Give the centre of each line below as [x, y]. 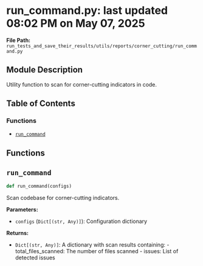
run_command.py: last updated [87, 11]
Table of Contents [41, 104]
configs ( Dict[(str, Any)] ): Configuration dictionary [81, 221]
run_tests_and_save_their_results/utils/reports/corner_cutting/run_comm [102, 46]
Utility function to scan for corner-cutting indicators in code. [81, 84]
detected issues [35, 258]
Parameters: [22, 209]
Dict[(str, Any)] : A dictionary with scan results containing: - [92, 244]
